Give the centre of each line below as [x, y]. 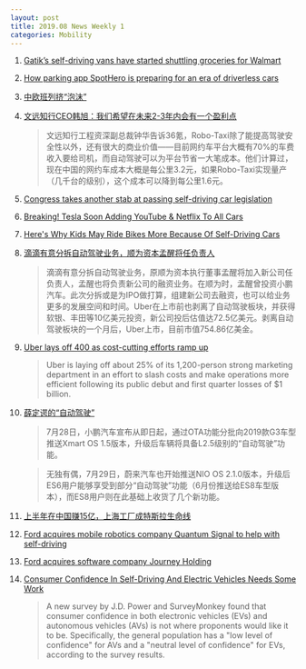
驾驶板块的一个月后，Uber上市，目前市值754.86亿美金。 [152, 329]
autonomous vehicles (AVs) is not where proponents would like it [167, 626]
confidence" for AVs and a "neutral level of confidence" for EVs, [166, 645]
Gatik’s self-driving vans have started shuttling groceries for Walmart [152, 61]
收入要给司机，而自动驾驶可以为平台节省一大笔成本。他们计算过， [169, 158]
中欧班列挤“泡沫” [55, 97]
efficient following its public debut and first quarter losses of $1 [164, 384]
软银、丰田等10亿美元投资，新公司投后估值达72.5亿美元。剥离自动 [170, 318]
